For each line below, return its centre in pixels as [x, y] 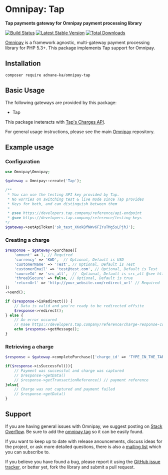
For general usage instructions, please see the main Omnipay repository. [80, 132]
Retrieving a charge [29, 346]
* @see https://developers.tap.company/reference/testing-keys [74, 218]
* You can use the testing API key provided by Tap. [63, 194]
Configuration [22, 161]
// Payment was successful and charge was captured [69, 371]
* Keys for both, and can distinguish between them [62, 204]
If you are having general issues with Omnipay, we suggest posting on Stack [84, 426]
